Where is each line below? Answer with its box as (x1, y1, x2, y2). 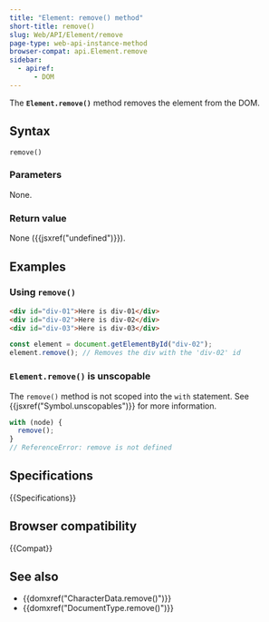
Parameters (9, 169, 62, 182)
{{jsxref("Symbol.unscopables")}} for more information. (9, 400, 217, 411)
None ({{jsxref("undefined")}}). (9, 232, 126, 243)
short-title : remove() (9, 22, 95, 31)
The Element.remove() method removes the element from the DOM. (9, 97, 260, 108)
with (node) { (9, 418, 63, 427)
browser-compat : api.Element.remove (9, 47, 148, 56)
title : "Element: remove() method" (9, 13, 144, 23)
